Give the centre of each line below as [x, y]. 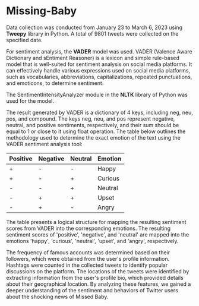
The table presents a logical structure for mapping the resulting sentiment [96, 222]
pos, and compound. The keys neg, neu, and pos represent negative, [91, 119]
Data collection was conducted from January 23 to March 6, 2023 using [94, 27]
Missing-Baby [42, 11]
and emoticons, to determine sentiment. [55, 83]
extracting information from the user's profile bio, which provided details [95, 277]
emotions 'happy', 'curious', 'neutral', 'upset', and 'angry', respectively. [92, 241]
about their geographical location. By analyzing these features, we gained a [99, 284]
